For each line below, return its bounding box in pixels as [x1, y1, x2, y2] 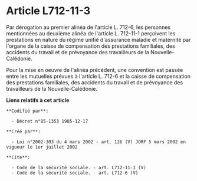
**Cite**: [6, 154, 31, 160]
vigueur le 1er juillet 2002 [6, 144, 78, 150]
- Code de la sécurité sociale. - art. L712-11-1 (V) [11, 164, 146, 170]
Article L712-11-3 [6, 4, 91, 18]
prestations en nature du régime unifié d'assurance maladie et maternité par [6, 36, 191, 43]
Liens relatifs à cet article [6, 96, 70, 104]
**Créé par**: [6, 129, 41, 134]
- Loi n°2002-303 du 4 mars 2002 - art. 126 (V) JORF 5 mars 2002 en [11, 139, 186, 145]
